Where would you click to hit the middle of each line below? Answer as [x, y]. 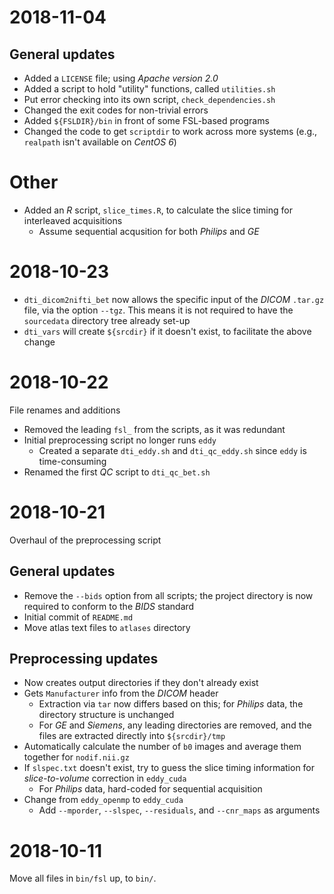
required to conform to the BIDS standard [109, 606]
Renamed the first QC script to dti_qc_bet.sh [117, 472]
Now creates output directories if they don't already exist [141, 683]
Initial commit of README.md [78, 617]
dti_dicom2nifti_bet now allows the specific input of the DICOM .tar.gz [174, 299]
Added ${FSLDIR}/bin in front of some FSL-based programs [146, 120]
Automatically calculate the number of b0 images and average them [162, 747]
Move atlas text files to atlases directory [107, 627]
